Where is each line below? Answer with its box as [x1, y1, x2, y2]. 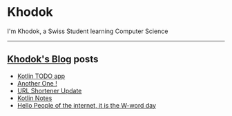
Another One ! [17, 79, 57, 87]
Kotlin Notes [17, 94, 52, 102]
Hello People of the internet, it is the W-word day [17, 101, 157, 109]
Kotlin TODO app [17, 72, 66, 80]
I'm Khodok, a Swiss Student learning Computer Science [7, 27, 168, 35]
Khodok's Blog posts [7, 53, 99, 66]
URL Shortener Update [17, 86, 82, 95]
